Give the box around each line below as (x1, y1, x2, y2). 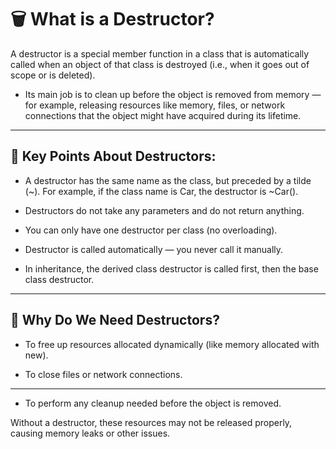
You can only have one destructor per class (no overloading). (24, 224, 278, 236)
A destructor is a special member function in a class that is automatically (10, 47, 310, 60)
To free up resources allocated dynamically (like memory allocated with (24, 338, 320, 350)
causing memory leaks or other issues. (10, 427, 171, 439)
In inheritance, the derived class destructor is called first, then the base (24, 262, 319, 275)
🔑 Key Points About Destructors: (10, 148, 217, 165)
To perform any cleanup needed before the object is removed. (24, 397, 282, 409)
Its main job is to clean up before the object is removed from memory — (24, 88, 322, 100)
